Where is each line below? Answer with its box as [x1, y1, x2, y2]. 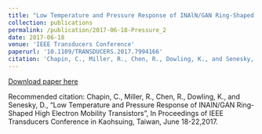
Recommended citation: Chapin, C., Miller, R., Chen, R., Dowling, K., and [8, 92, 241, 101]
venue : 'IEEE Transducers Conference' [8, 41, 135, 49]
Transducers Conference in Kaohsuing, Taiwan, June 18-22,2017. [8, 117, 218, 126]
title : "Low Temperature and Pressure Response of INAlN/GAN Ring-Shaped [8, 11, 255, 20]
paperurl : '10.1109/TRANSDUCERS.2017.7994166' [8, 48, 163, 56]
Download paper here [8, 76, 78, 86]
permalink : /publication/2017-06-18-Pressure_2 [8, 26, 167, 34]
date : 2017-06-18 [8, 33, 65, 42]
